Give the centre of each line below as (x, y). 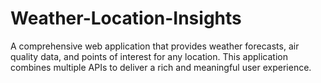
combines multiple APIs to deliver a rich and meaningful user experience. (161, 67)
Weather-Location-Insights (126, 18)
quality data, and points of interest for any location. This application (149, 56)
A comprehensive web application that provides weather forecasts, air (155, 46)
